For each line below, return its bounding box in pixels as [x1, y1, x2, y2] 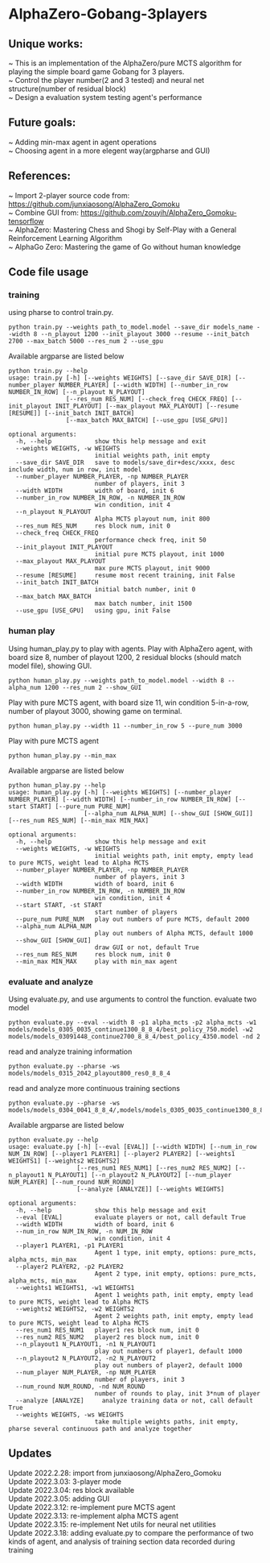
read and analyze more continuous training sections [8, 1083, 181, 1092]
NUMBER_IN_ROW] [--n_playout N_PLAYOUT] [8, 388, 146, 396]
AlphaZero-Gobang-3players [8, 5, 207, 23]
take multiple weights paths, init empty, [94, 1417, 239, 1426]
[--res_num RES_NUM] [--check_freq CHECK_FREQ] [65, 396, 228, 404]
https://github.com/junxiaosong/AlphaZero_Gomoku [8, 199, 180, 209]
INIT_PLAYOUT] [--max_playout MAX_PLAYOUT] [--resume [55, 402, 239, 411]
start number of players [94, 908, 178, 916]
